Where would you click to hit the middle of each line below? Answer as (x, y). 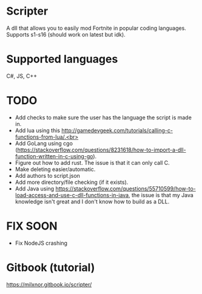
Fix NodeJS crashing (41, 243)
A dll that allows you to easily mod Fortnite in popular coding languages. (96, 28)
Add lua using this (38, 130)
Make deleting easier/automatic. (55, 169)
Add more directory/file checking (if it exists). (72, 182)
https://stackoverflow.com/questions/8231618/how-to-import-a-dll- (102, 150)
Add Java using (35, 188)
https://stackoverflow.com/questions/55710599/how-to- (126, 188)
